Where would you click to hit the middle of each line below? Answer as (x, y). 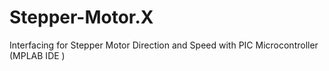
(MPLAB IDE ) (37, 55)
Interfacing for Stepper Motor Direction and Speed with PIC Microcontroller (164, 45)
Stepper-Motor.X (81, 17)
